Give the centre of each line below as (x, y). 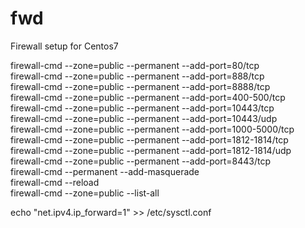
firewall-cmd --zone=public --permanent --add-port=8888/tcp (140, 86)
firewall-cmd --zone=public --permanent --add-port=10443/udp (144, 118)
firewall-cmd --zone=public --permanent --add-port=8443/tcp (140, 161)
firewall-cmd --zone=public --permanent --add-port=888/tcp (137, 76)
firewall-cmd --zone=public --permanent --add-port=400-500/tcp (148, 97)
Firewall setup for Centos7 (64, 46)
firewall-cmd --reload (55, 182)
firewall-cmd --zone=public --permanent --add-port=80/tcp (135, 65)
